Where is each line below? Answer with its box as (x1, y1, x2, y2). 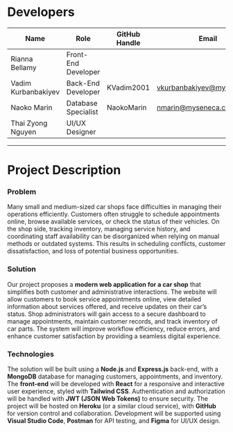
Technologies (7, 349, 54, 358)
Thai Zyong (10, 118, 48, 128)
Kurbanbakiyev (10, 87, 60, 97)
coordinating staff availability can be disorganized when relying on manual (7, 232, 220, 240)
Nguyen (10, 126, 37, 136)
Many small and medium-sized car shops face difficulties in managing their (7, 203, 222, 211)
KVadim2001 (106, 83, 150, 92)
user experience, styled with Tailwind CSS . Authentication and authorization (7, 387, 225, 396)
